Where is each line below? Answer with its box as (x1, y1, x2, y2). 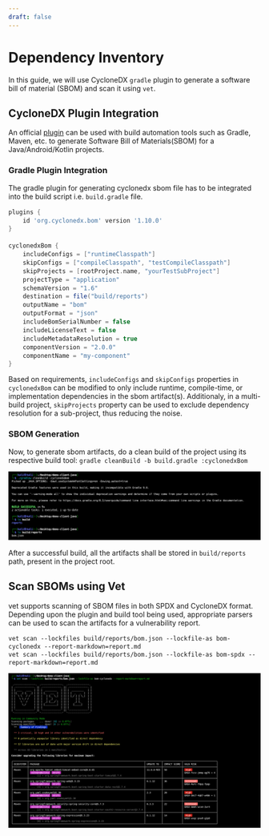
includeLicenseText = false (22, 326, 116, 334)
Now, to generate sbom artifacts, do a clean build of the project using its (8, 447, 247, 456)
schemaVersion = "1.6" (22, 284, 98, 292)
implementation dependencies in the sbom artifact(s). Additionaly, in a (8, 392, 240, 401)
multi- (241, 392, 261, 401)
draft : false (8, 13, 52, 21)
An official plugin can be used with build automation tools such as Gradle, (8, 128, 251, 138)
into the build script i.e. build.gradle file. (8, 191, 143, 201)
